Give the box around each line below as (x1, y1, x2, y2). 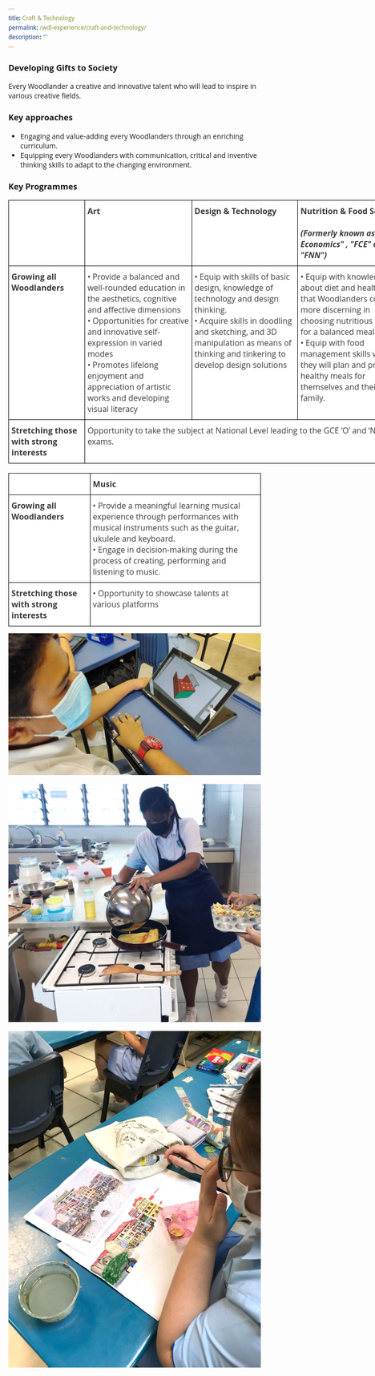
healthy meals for (300, 369, 366, 381)
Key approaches (8, 111, 74, 123)
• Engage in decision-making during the (92, 543, 239, 555)
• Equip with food (300, 337, 365, 349)
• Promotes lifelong (87, 358, 159, 371)
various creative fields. (8, 91, 82, 101)
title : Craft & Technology (8, 14, 75, 22)
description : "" (8, 32, 48, 41)
